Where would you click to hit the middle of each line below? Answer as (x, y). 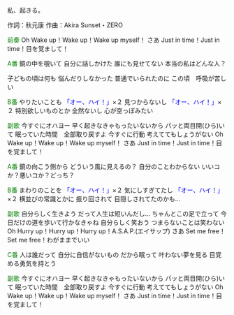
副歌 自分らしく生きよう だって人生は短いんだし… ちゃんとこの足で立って (113, 214)
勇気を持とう (38, 263)
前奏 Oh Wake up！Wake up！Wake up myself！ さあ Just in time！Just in (114, 40)
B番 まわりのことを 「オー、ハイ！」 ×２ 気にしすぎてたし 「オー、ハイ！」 (116, 190)
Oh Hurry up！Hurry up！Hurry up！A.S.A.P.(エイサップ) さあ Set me (107, 231)
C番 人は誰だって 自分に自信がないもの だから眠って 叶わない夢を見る (108, 255)
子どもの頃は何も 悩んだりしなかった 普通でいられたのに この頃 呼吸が (111, 78)
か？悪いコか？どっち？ (41, 175)
